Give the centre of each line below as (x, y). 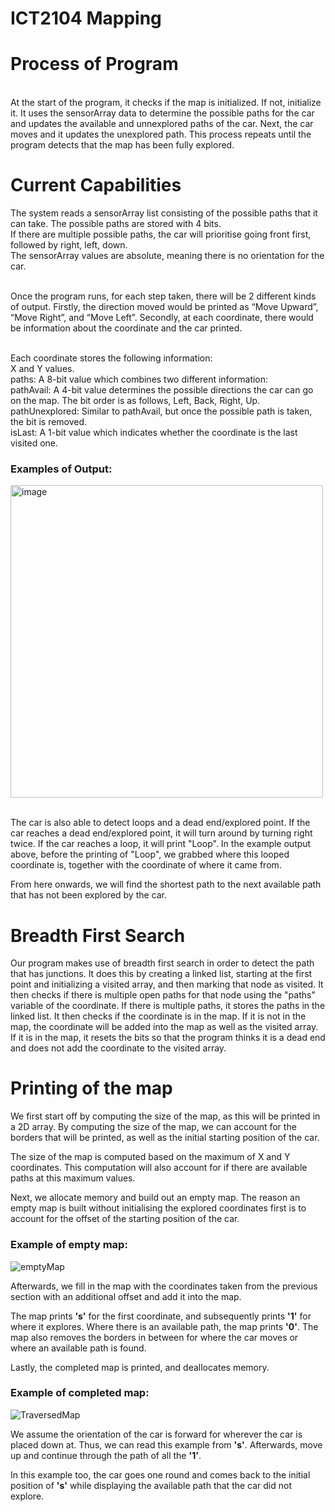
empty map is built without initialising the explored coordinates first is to (158, 1208)
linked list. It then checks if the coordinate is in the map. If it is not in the (158, 1016)
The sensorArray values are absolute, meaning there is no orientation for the (167, 256)
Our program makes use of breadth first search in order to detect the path (162, 963)
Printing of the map (91, 1088)
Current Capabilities (96, 185)
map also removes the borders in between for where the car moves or (154, 1337)
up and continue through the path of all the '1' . (106, 1455)
